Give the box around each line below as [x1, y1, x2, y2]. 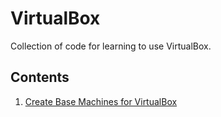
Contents [10, 69, 70, 86]
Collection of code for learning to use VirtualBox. [10, 40, 212, 52]
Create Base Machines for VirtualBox [24, 95, 178, 107]
